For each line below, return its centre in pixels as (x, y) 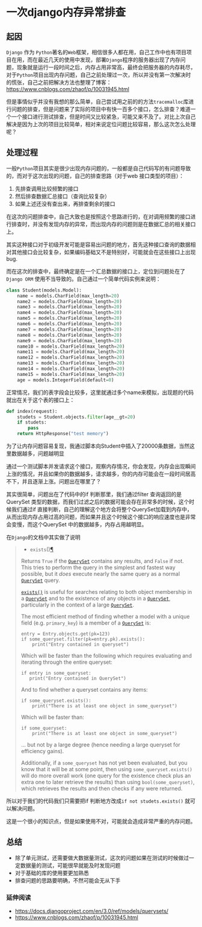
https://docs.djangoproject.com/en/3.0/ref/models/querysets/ (92, 911)
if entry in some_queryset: (56, 674)
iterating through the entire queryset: (67, 662)
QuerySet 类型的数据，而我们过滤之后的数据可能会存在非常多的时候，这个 (98, 502)
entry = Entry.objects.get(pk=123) (66, 634)
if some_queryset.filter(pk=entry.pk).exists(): (83, 639)
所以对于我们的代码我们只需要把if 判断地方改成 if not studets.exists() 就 (98, 801)
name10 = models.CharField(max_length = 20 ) (71, 346)
